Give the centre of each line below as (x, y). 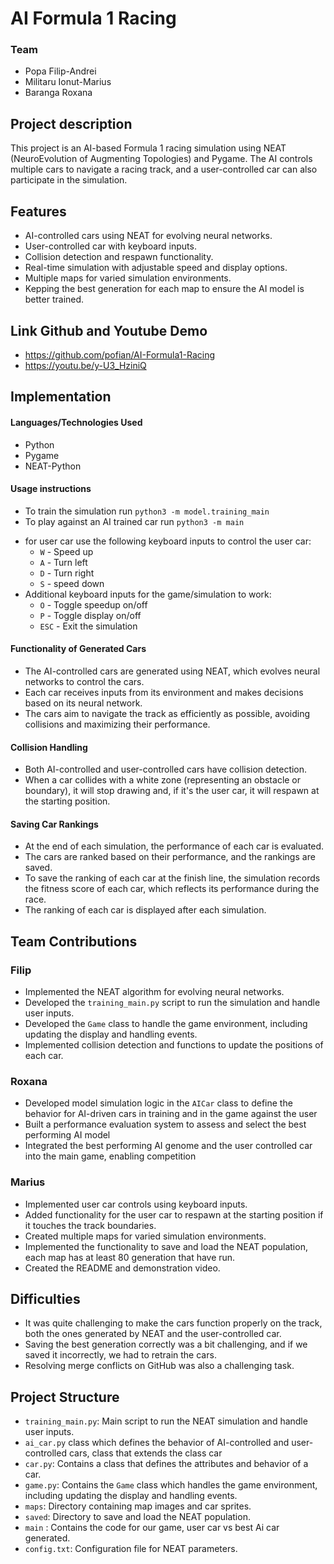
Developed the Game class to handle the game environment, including (166, 1024)
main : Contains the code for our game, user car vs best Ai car (152, 1528)
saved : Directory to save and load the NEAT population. (137, 1517)
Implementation (61, 397)
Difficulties (45, 1299)
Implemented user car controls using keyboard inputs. (136, 1204)
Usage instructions (51, 489)
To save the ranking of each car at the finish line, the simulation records (172, 878)
